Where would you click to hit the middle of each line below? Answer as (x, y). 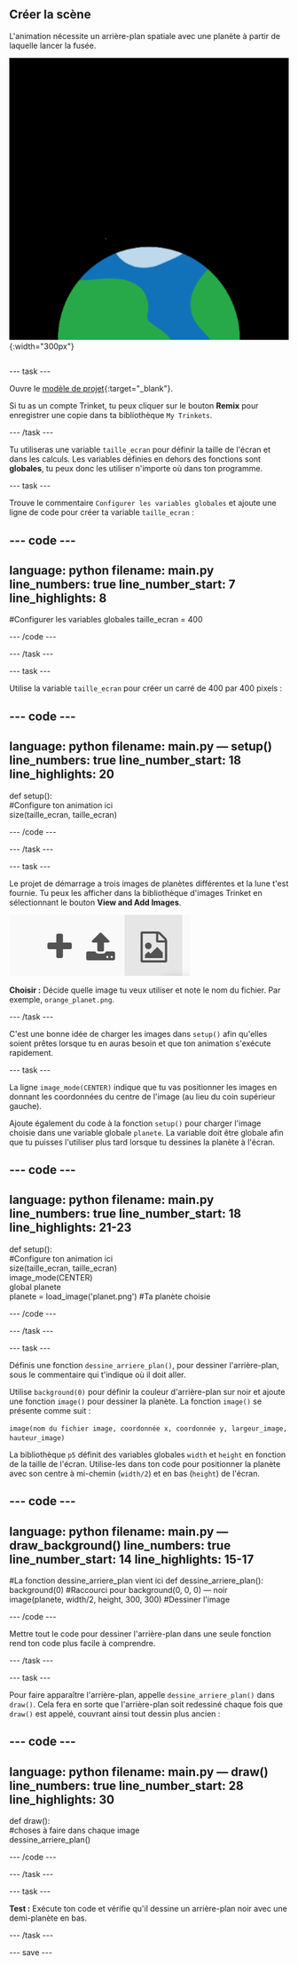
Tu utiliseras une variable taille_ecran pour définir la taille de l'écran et (140, 450)
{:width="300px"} (42, 346)
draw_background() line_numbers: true (120, 1545)
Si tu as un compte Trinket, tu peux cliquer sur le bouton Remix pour (134, 406)
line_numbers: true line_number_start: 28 (126, 1785)
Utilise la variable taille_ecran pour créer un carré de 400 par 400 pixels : (146, 688)
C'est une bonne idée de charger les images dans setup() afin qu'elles (138, 1034)
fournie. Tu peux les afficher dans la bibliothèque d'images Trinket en (136, 892)
